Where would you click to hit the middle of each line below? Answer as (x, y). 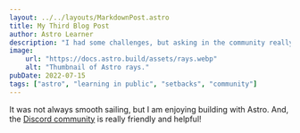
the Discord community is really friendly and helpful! (106, 119)
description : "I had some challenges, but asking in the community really (151, 42)
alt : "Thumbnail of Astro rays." (87, 68)
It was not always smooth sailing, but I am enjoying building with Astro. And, (149, 109)
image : (21, 51)
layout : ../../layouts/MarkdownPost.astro (89, 17)
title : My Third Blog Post (59, 26)
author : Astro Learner (51, 34)
